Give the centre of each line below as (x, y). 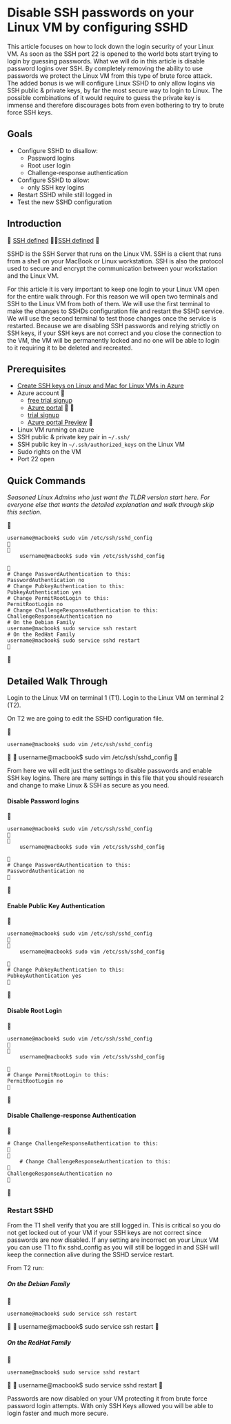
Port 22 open (36, 459)
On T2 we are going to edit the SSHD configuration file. (86, 718)
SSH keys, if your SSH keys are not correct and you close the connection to (114, 333)
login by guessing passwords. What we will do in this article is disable (106, 61)
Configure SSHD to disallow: (58, 150)
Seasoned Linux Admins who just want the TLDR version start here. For (109, 497)
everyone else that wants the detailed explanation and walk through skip (111, 505)
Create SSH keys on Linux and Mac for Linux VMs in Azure (100, 386)
